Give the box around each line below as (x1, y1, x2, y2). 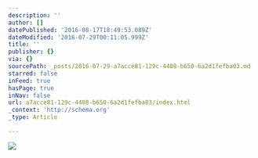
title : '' (8, 41, 41, 48)
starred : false (8, 70, 58, 77)
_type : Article (8, 113, 58, 121)
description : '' (8, 11, 61, 20)
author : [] (8, 19, 44, 27)
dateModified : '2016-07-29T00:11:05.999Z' (8, 33, 149, 41)
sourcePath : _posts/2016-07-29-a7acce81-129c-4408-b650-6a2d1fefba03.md (8, 63, 251, 70)
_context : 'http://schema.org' (8, 106, 111, 114)
